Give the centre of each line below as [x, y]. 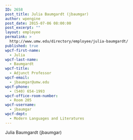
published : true [22, 46]
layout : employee [23, 32]
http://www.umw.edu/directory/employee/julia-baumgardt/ [69, 41]
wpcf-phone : [17, 87]
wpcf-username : [21, 105]
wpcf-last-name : [22, 60]
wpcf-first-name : [23, 50]
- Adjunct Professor [30, 73]
